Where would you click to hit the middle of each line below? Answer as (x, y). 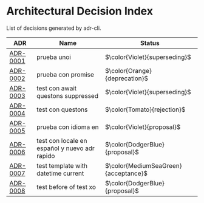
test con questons (62, 109)
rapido (46, 156)
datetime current (60, 173)
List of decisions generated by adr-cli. (54, 28)
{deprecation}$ (127, 78)
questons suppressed (67, 95)
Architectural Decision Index (80, 11)
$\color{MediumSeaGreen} (144, 165)
